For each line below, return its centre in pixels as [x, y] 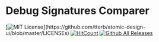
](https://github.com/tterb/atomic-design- [94, 27]
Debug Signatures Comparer [77, 11]
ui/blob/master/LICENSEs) [37, 33]
